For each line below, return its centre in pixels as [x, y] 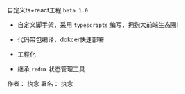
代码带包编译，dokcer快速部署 [61, 39]
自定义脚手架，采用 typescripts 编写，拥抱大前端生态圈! [98, 25]
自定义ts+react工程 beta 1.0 [48, 10]
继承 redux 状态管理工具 [51, 69]
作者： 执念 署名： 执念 [40, 84]
